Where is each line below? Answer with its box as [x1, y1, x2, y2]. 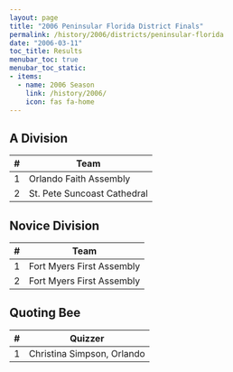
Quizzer [69, 331, 105, 344]
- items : [9, 72, 42, 81]
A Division [9, 130, 69, 145]
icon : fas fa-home [25, 97, 95, 107]
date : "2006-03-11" [9, 38, 83, 48]
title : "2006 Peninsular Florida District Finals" [9, 22, 204, 31]
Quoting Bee [9, 305, 81, 321]
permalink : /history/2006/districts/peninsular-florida [9, 30, 224, 39]
